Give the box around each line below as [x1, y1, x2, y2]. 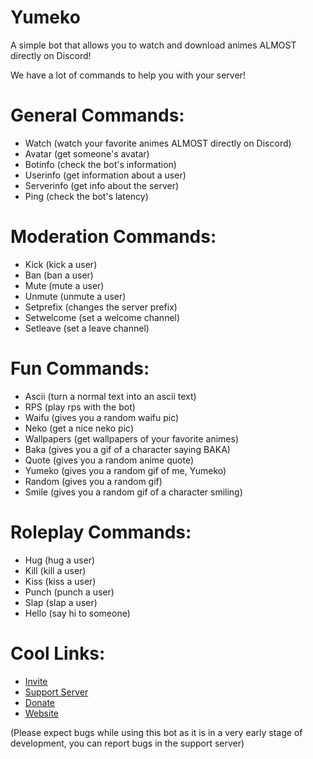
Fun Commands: [10, 357, 150, 380]
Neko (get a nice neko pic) [24, 422, 135, 434]
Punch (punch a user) [24, 586, 115, 598]
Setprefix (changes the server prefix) [24, 301, 178, 313]
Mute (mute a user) [24, 279, 105, 291]
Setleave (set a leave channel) [24, 322, 150, 334]
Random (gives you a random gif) [24, 475, 163, 487]
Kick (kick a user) [24, 258, 98, 270]
